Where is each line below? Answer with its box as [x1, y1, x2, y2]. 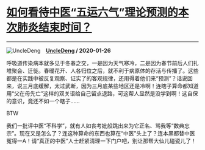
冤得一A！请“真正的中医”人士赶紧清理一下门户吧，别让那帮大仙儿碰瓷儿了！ [6, 137, 196, 145]
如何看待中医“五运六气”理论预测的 [6, 5, 179, 19]
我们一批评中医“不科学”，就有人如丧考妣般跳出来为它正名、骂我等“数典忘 [6, 122, 190, 129]
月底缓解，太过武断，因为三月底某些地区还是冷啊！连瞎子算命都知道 [27, 82, 199, 89]
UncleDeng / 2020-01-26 [45, 47, 111, 54]
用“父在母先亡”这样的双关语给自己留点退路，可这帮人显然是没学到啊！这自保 [6, 89, 198, 97]
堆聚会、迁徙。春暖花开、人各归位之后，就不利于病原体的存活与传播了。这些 [6, 67, 199, 74]
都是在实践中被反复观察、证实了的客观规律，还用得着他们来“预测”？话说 [6, 74, 188, 82]
